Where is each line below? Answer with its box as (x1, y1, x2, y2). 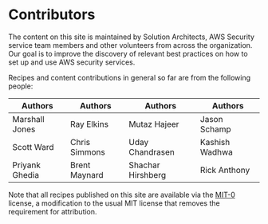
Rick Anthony (199, 164, 250, 175)
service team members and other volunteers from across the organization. (8, 40, 253, 49)
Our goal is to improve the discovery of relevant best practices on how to (8, 49, 249, 58)
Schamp (199, 124, 231, 135)
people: (8, 81, 33, 91)
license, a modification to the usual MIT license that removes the (8, 198, 221, 208)
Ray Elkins (70, 118, 109, 129)
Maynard (70, 169, 104, 180)
